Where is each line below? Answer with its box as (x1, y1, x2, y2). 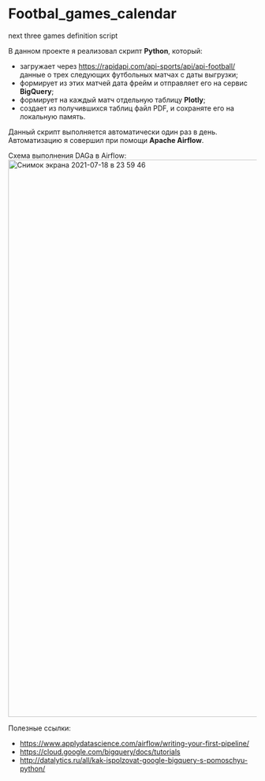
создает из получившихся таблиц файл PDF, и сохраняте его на (19, 103, 235, 113)
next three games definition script (8, 31, 118, 40)
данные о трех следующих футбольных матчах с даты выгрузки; (19, 69, 239, 79)
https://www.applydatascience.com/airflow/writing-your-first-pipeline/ (19, 738, 250, 748)
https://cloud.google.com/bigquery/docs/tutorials (19, 747, 181, 757)
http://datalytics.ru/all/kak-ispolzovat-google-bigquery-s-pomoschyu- (19, 755, 248, 764)
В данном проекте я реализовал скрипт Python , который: (8, 46, 203, 55)
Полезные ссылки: (8, 723, 71, 733)
